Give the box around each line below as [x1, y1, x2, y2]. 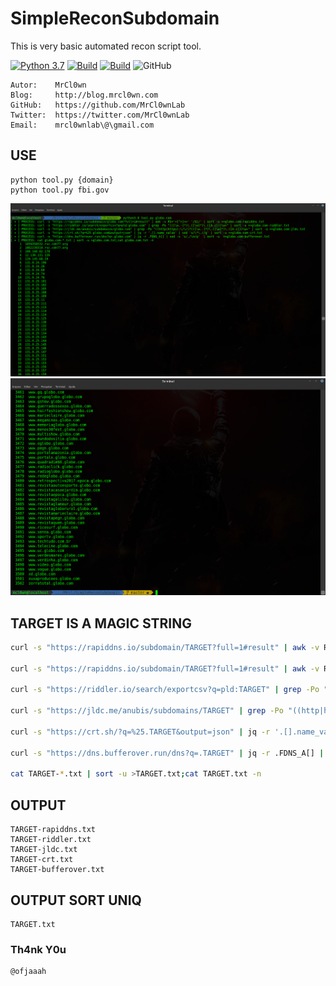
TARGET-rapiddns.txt [10, 825, 97, 835]
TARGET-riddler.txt [10, 835, 92, 845]
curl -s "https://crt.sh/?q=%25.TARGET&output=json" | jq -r [10, 727, 271, 737]
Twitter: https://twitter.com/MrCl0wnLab [10, 110, 190, 120]
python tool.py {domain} [10, 175, 114, 185]
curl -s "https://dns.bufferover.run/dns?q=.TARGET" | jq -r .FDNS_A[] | [10, 748, 325, 758]
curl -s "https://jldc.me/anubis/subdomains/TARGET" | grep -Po [10, 706, 284, 716]
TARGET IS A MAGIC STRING [10, 615, 192, 632]
